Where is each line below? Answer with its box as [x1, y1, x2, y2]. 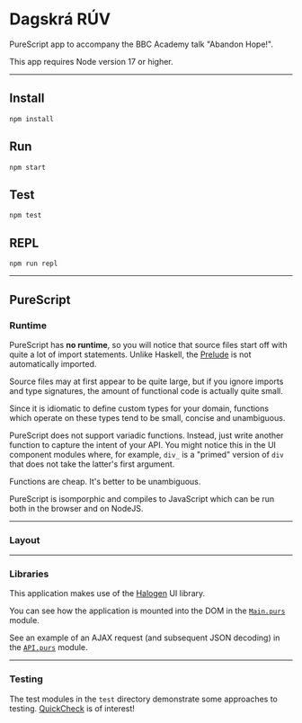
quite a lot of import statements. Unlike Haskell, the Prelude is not [9, 349, 252, 360]
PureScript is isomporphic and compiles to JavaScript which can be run [9, 493, 275, 504]
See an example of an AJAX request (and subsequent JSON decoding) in [9, 632, 280, 643]
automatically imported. [9, 358, 97, 369]
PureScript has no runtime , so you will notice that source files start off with [9, 339, 288, 350]
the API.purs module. [9, 642, 88, 653]
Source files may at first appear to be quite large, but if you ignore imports [9, 376, 284, 387]
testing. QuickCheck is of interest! [9, 702, 135, 714]
